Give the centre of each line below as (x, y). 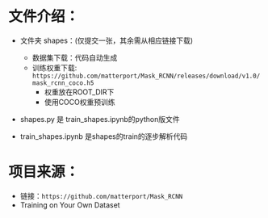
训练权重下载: (54, 67)
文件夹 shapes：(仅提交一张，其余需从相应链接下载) (107, 40)
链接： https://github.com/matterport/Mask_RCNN (101, 195)
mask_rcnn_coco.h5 (63, 83)
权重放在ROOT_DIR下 (79, 92)
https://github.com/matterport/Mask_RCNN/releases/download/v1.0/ (146, 76)
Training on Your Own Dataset (70, 205)
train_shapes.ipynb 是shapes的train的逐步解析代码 (104, 136)
